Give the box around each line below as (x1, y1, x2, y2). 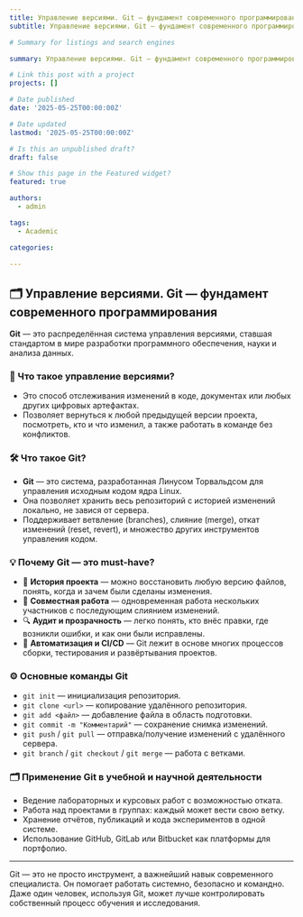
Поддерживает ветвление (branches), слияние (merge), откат (22, 514, 260, 525)
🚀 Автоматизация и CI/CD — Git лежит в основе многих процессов (22, 637, 284, 648)
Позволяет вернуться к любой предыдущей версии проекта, (22, 409, 258, 420)
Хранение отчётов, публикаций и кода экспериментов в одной (22, 813, 266, 825)
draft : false (9, 152, 59, 162)
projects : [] (9, 78, 59, 88)
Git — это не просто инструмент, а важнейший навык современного (9, 868, 273, 879)
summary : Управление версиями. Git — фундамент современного (9, 54, 244, 63)
